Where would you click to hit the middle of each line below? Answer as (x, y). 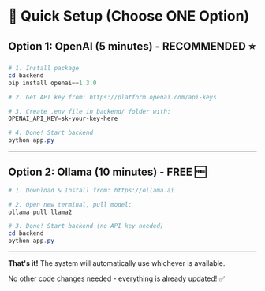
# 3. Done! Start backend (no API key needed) (86, 226)
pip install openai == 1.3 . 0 (52, 83)
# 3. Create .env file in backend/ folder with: (90, 111)
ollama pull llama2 (40, 212)
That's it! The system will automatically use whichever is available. (117, 263)
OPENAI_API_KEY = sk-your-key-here (63, 119)
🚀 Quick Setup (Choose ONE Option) (129, 16)
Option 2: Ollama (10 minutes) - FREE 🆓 (107, 172)
